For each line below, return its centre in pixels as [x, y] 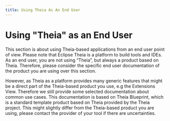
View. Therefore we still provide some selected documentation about [77, 92]
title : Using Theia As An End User [43, 10]
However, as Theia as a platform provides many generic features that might [84, 81]
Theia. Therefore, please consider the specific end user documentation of [82, 65]
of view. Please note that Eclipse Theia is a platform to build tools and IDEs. [84, 54]
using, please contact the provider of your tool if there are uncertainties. [81, 113]
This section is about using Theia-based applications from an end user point [85, 49]
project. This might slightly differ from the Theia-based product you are [80, 108]
